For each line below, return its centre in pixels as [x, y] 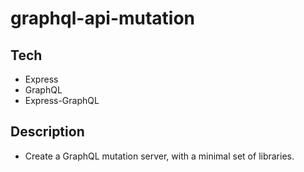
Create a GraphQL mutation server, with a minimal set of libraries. [159, 156]
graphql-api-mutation [103, 18]
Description [47, 132]
